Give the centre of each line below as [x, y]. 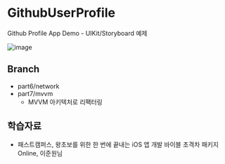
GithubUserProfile [62, 13]
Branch [24, 69]
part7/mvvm [35, 93]
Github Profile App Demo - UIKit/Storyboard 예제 [77, 33]
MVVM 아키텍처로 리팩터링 [65, 102]
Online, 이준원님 [40, 153]
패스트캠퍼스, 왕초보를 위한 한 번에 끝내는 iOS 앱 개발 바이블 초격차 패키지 [118, 144]
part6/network [38, 86]
